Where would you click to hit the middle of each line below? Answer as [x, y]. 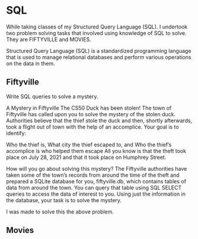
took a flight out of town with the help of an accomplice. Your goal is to [92, 127]
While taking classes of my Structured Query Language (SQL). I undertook [97, 27]
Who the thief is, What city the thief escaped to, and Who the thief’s [89, 144]
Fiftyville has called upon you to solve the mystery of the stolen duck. [91, 114]
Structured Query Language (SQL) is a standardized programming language [99, 50]
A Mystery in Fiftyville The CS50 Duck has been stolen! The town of [89, 108]
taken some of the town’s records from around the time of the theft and [93, 175]
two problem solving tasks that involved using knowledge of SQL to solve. [96, 33]
